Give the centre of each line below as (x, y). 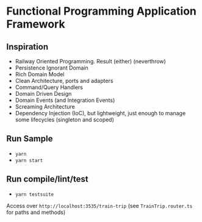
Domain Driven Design (43, 94)
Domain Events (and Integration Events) (65, 100)
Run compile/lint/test (47, 179)
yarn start (29, 160)
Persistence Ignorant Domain (52, 68)
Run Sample (30, 139)
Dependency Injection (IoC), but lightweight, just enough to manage (100, 113)
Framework (36, 24)
